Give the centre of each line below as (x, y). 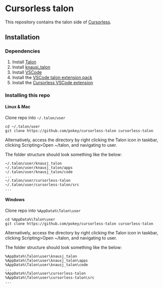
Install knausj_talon (31, 67)
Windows (15, 200)
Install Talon (24, 62)
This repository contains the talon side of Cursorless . (58, 22)
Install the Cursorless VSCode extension (53, 82)
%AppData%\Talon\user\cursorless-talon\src (50, 278)
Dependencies (23, 51)
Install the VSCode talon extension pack (52, 77)
